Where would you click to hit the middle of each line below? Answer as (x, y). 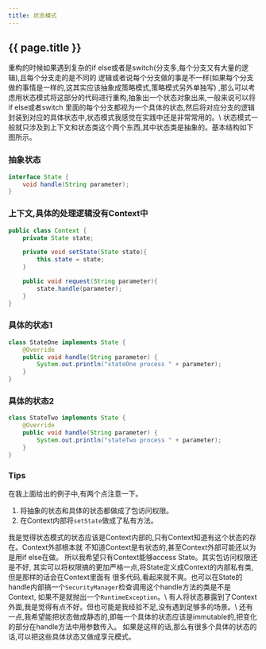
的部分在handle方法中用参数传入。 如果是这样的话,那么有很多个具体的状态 (129, 626)
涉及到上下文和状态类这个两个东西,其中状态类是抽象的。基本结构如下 (141, 127)
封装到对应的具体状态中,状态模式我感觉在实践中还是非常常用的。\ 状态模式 (130, 118)
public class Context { (48, 230)
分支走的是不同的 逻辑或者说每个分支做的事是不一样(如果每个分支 (147, 78)
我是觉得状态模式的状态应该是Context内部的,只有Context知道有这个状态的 (129, 537)
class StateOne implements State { (67, 342)
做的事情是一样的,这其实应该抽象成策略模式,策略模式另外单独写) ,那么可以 (128, 87)
